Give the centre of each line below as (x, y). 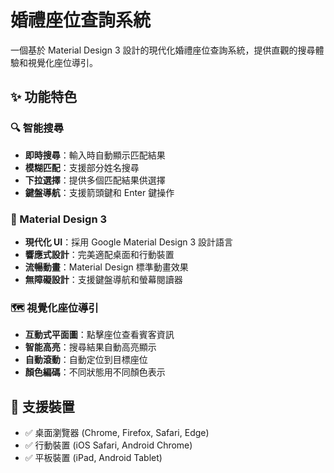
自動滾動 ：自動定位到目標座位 (86, 360)
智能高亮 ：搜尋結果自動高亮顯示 (90, 347)
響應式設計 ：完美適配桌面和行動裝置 (99, 254)
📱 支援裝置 (42, 406)
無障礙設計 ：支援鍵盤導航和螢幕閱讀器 (103, 279)
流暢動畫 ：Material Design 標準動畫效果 (106, 267)
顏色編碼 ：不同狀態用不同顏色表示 (95, 372)
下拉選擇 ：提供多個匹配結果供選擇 (95, 180)
